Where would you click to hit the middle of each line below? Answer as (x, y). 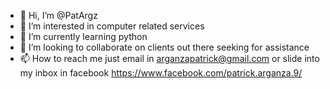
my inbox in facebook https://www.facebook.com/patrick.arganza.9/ (161, 73)
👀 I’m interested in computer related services (112, 26)
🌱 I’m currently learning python (83, 36)
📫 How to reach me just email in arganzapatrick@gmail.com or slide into (169, 58)
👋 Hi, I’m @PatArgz (58, 15)
